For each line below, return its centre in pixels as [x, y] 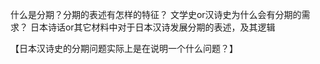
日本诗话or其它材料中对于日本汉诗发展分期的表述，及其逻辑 [152, 27]
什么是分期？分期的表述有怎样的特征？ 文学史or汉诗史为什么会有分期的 [156, 14]
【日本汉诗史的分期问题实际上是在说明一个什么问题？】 [124, 48]
